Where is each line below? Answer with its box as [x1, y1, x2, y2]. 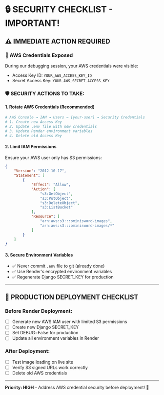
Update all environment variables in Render [12, 335, 99, 341]
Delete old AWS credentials [12, 370, 67, 376]
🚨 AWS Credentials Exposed [5, 52, 73, 59]
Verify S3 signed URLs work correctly [12, 364, 88, 370]
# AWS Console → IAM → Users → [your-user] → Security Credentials [5, 115, 145, 120]
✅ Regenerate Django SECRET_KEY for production [12, 274, 114, 279]
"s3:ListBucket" [40, 205, 73, 210]
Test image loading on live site [12, 359, 74, 365]
